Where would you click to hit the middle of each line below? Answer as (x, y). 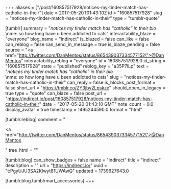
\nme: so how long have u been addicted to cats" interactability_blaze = (81, 33)
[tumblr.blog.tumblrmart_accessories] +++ (50, 181)
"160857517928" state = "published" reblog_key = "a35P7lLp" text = (77, 66)
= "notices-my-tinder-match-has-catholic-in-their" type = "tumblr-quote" (82, 18)
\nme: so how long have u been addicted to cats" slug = (64, 77)
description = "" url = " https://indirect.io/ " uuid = (56, 165)
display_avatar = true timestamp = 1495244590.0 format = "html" (74, 110)
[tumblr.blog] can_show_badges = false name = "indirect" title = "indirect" (83, 160)
